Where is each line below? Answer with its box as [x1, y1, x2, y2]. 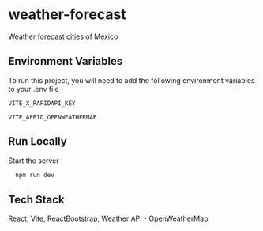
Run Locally [8, 134, 67, 148]
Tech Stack [8, 192, 65, 206]
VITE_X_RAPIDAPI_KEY [8, 99, 77, 108]
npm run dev [15, 171, 55, 179]
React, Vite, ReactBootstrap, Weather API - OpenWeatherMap [8, 214, 209, 223]
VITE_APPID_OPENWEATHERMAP [8, 113, 97, 121]
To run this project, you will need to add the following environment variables [8, 75, 255, 85]
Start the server [8, 156, 59, 165]
